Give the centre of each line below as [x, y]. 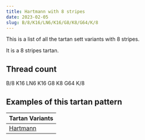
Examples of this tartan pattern [64, 101]
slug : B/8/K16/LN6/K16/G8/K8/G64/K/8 [52, 22]
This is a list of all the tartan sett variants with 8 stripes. [73, 39]
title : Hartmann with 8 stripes [45, 11]
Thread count [31, 69]
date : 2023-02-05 [27, 17]
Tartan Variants [31, 118]
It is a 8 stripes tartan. [33, 51]
